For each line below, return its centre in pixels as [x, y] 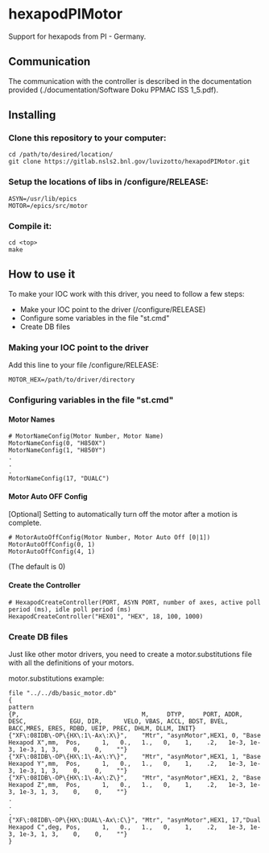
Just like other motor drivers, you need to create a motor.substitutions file [130, 654]
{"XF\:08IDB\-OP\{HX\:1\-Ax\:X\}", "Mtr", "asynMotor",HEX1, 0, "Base [135, 735]
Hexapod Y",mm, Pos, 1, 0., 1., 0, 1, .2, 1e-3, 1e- [135, 764]
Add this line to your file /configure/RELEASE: [84, 365]
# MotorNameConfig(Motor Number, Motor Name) [86, 436]
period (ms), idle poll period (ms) [70, 610]
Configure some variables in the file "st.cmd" [95, 318]
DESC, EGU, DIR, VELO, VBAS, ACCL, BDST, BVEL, [118, 721]
